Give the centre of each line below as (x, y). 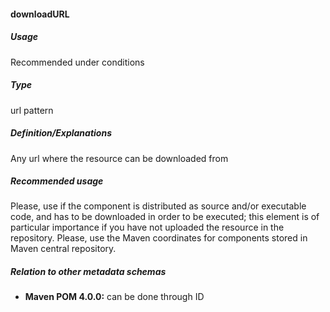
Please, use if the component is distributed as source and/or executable (158, 206)
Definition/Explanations (61, 133)
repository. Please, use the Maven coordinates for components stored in (159, 238)
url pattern (32, 110)
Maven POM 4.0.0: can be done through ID (114, 297)
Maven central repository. (63, 249)
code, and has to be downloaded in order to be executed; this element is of (165, 217)
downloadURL (40, 14)
